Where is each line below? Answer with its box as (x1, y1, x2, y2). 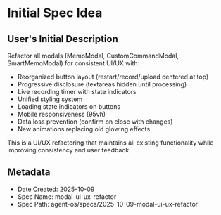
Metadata (7, 167, 51, 178)
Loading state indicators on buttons (17, 103, 121, 110)
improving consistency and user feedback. (7, 146, 132, 154)
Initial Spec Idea (7, 5, 103, 21)
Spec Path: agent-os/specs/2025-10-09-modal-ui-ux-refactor (17, 200, 198, 208)
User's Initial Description (7, 33, 118, 45)
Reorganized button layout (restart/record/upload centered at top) (17, 72, 209, 81)
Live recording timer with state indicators (17, 88, 137, 96)
